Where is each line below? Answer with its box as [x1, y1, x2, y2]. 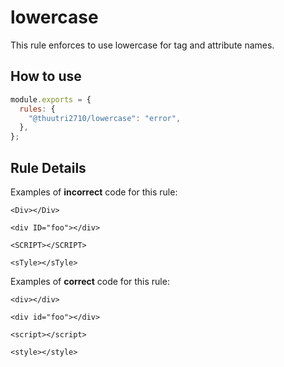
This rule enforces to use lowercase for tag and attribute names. [10, 39, 275, 51]
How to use [10, 68, 82, 85]
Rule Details [10, 159, 87, 176]
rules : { [19, 104, 56, 114]
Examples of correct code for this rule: [10, 275, 170, 287]
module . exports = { [10, 94, 92, 105]
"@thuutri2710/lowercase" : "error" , [28, 113, 182, 123]
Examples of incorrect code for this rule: [10, 186, 178, 198]
